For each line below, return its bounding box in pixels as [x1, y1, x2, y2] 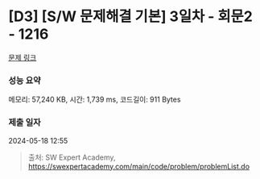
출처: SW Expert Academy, [27, 152, 116, 162]
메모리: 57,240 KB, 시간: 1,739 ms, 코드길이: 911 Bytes [8, 94, 181, 105]
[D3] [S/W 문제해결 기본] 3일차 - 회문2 [8, 7, 254, 26]
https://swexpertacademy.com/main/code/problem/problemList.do [27, 161, 250, 171]
